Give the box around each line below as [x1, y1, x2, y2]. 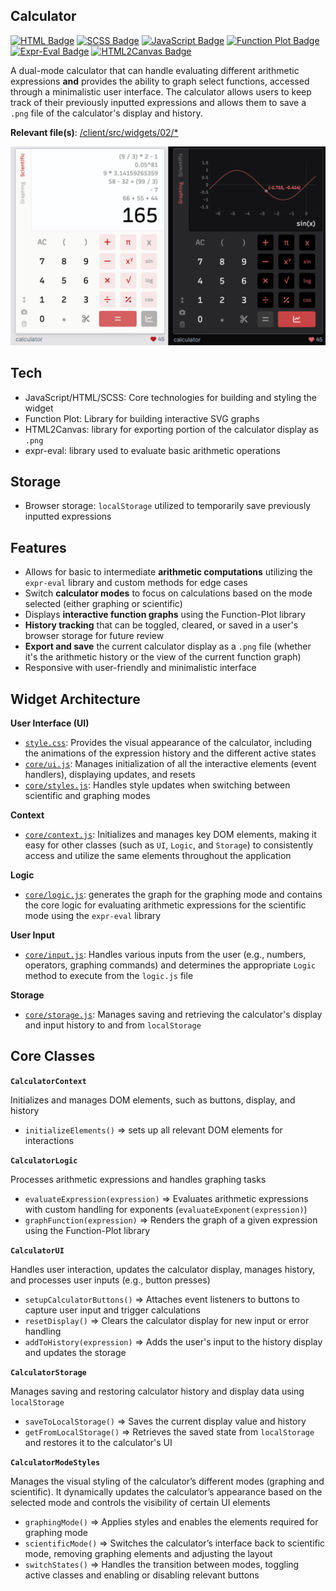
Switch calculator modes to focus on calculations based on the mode [24, 587, 313, 599]
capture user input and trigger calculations [24, 1304, 201, 1316]
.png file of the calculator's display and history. [10, 107, 203, 119]
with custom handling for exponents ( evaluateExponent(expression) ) [24, 1203, 308, 1215]
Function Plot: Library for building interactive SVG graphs [24, 412, 260, 424]
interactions [24, 1134, 75, 1146]
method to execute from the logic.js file [24, 970, 194, 982]
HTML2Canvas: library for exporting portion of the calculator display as [24, 423, 319, 435]
